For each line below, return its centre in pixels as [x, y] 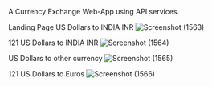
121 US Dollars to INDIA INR [53, 43]
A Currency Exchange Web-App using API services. [94, 12]
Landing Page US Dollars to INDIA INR [71, 27]
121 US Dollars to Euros [47, 74]
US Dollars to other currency [55, 58]
